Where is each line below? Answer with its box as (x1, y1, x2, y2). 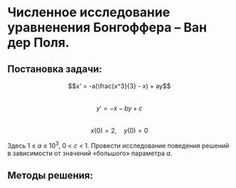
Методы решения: (7, 169, 94, 182)
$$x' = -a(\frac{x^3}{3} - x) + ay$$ (68, 82, 171, 90)
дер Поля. (7, 35, 70, 51)
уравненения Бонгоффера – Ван (7, 19, 208, 36)
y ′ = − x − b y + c (96, 104, 143, 113)
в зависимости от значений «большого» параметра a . (7, 149, 173, 157)
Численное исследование (7, 4, 171, 21)
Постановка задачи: (7, 63, 102, 75)
